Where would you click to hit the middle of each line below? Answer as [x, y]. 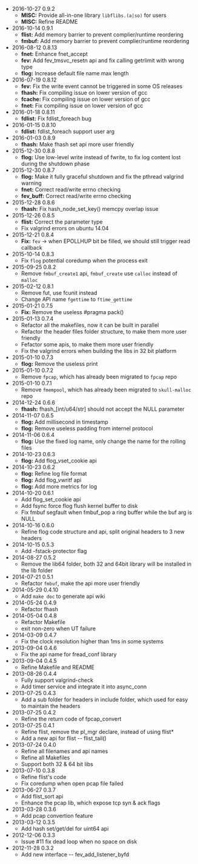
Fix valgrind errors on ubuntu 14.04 [65, 228]
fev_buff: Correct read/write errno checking [76, 196]
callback [31, 248]
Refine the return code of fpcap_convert [71, 719]
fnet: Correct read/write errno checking [71, 190]
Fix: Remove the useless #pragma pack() [72, 312]
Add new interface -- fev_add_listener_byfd [75, 854]
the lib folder [37, 570]
